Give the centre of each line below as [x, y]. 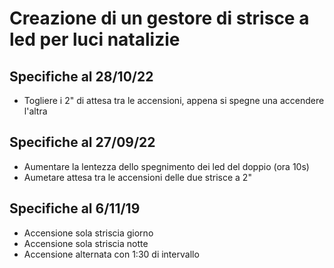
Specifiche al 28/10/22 [81, 76]
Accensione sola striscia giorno [88, 233]
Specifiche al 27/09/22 [82, 142]
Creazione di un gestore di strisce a [159, 18]
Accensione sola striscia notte [86, 243]
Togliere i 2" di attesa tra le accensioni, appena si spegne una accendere [174, 100]
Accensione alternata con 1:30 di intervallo [111, 254]
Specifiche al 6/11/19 [75, 208]
